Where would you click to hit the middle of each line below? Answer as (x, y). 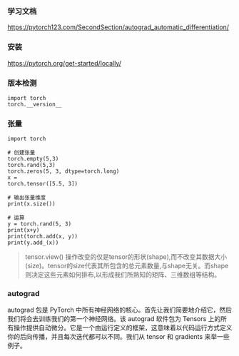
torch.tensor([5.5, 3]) (43, 184)
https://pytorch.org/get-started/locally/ (65, 63)
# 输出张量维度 (27, 198)
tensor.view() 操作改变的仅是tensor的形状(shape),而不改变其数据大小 (126, 257)
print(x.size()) (31, 204)
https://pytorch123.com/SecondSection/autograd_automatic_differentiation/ (118, 27)
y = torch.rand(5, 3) (40, 224)
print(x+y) (24, 230)
